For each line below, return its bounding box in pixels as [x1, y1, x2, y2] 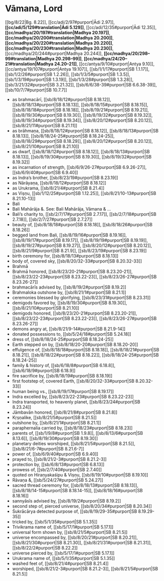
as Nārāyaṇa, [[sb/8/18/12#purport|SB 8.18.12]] [12, 180, 107, 185]
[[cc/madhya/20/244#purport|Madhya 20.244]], [5, 50, 103, 56]
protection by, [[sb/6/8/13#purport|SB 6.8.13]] [12, 461, 105, 467]
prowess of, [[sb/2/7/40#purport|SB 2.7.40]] [12, 467, 102, 473]
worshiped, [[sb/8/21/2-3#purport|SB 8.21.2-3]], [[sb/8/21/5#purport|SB [12, 565, 158, 572]
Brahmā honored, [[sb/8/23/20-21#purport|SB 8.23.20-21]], [12, 268, 133, 274]
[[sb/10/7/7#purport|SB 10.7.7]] [5, 87, 68, 93]
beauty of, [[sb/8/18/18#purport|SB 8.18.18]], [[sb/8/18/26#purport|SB [12, 221, 153, 227]
